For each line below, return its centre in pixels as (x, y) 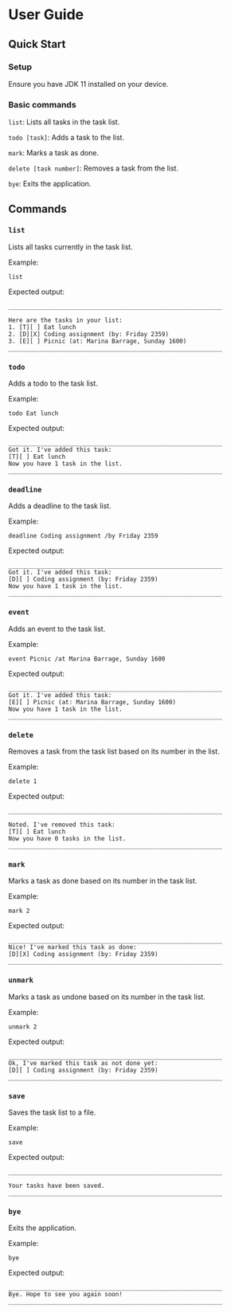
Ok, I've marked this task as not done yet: (83, 1063)
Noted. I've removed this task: (62, 825)
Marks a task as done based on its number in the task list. (103, 881)
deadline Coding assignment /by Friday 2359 (83, 536)
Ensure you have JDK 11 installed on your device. (88, 84)
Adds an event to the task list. (57, 629)
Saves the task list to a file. (52, 1112)
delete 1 (23, 782)
